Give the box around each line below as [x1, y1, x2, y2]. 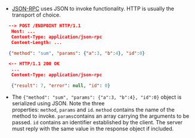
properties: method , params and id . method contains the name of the [11, 106, 175, 113]
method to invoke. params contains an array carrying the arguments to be [11, 112, 190, 120]
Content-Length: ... [11, 39, 63, 45]
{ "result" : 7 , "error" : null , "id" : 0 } [11, 83, 110, 89]
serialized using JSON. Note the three [11, 99, 105, 106]
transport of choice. [11, 11, 61, 18]
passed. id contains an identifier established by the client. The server [11, 118, 183, 126]
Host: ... [11, 28, 36, 34]
